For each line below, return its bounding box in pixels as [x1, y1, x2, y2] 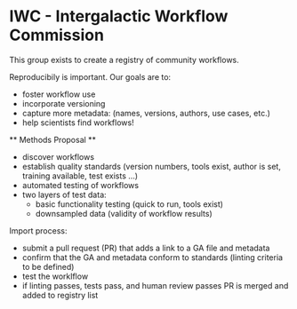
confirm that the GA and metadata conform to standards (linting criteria [21, 251, 283, 263]
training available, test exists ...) [21, 170, 139, 181]
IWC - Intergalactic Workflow [9, 6, 229, 27]
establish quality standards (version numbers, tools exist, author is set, [21, 161, 282, 171]
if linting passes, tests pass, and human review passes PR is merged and [21, 280, 289, 290]
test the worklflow [21, 271, 89, 281]
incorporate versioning [21, 98, 106, 108]
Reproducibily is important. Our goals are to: [9, 71, 172, 82]
